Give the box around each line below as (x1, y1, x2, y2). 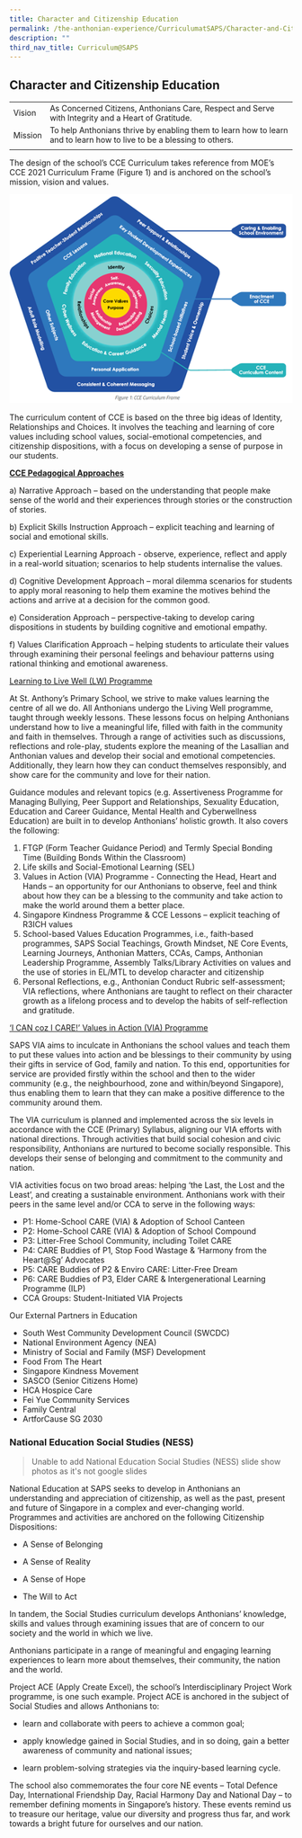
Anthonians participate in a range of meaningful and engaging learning (9, 1646, 271, 1656)
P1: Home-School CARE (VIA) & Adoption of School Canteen (22, 1216, 245, 1227)
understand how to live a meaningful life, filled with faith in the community (9, 721, 283, 732)
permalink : (9, 23, 50, 33)
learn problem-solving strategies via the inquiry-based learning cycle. (22, 1762, 281, 1773)
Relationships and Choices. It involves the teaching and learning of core (9, 421, 276, 432)
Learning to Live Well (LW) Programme (9, 675, 153, 686)
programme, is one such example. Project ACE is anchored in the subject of (9, 1691, 289, 1702)
